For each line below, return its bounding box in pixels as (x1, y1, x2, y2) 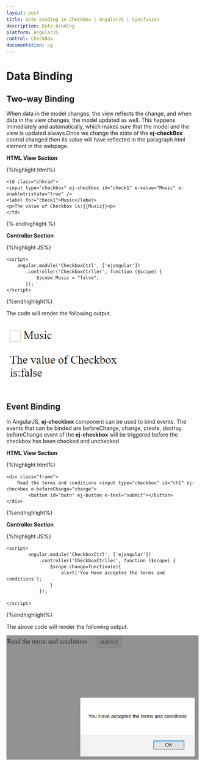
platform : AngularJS (6, 29, 59, 36)
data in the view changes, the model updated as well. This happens (6, 116, 176, 124)
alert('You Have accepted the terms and (60, 569, 165, 576)
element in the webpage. (6, 143, 69, 149)
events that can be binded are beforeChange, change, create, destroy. (6, 424, 183, 432)
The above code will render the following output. (6, 623, 129, 630)
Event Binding (6, 402, 61, 412)
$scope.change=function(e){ (49, 563, 121, 569)
